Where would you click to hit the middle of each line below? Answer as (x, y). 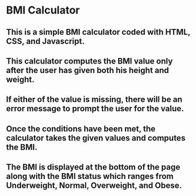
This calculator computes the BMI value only (89, 61)
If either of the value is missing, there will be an (94, 100)
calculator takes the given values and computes (96, 138)
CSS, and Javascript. (45, 41)
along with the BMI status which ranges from (90, 176)
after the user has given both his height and (88, 70)
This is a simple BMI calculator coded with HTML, (98, 32)
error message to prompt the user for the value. (95, 109)
